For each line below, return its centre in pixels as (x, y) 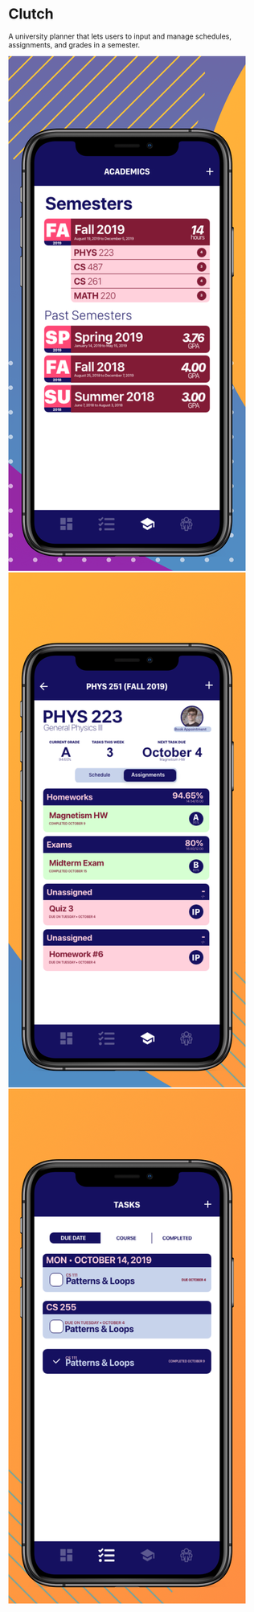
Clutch (31, 14)
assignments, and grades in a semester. (74, 44)
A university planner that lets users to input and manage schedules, (120, 36)
